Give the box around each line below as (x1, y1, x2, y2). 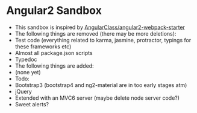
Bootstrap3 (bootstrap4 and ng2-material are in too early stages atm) (14, 81, 187, 88)
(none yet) (14, 68, 41, 76)
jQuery (14, 88, 32, 95)
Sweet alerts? (14, 100, 49, 108)
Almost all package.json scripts (14, 49, 93, 56)
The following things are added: (14, 62, 95, 69)
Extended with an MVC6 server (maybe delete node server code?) (14, 94, 180, 102)
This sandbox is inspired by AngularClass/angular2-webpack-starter (14, 24, 186, 31)
